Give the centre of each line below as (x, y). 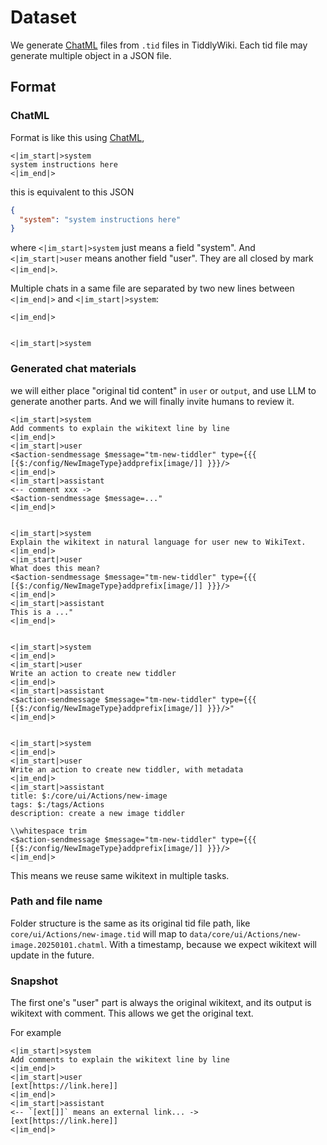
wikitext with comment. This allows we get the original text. (132, 1013)
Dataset (43, 17)
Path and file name (56, 901)
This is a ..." (42, 612)
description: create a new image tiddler (98, 813)
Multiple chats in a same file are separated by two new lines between (152, 288)
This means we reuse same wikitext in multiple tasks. (120, 875)
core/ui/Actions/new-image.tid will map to (99, 933)
